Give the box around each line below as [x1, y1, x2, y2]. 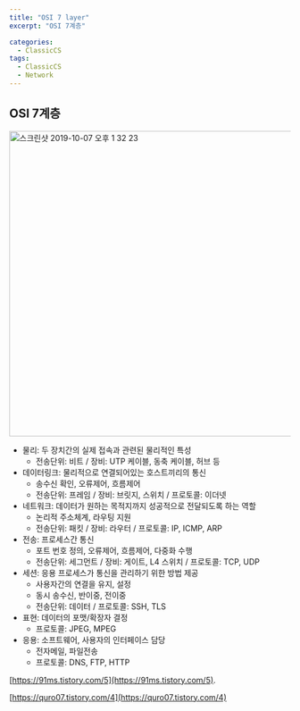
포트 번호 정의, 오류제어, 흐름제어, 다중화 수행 [35, 545, 194, 556]
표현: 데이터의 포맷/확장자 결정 [21, 612, 129, 623]
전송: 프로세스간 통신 [21, 533, 95, 545]
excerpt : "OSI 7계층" [9, 21, 87, 30]
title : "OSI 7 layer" [9, 13, 90, 22]
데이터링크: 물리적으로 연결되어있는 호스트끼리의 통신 [21, 466, 207, 478]
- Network [17, 71, 54, 80]
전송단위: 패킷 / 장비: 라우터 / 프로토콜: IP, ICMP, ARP [35, 523, 223, 533]
